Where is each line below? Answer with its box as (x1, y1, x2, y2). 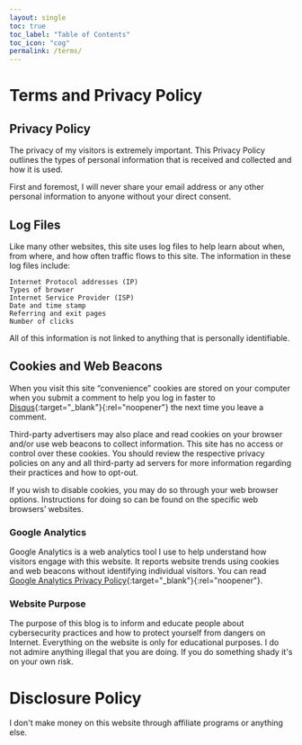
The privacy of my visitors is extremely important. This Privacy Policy (9, 145, 265, 156)
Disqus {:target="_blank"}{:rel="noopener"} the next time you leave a (9, 401, 264, 412)
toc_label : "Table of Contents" (9, 30, 130, 39)
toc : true (9, 22, 47, 31)
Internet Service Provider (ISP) (9, 293, 135, 302)
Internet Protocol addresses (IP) (9, 277, 139, 286)
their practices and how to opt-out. (9, 467, 139, 478)
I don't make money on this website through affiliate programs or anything (9, 717, 283, 729)
